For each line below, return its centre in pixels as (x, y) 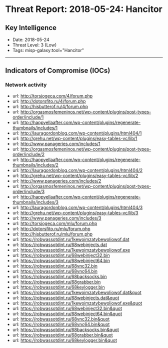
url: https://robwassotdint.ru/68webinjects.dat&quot (66, 297)
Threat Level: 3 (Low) (34, 45)
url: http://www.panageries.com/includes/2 (57, 180)
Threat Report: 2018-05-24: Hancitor (84, 9)
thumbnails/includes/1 (35, 127)
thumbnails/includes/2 (35, 165)
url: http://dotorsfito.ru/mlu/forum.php (51, 228)
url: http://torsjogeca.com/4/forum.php (52, 95)
